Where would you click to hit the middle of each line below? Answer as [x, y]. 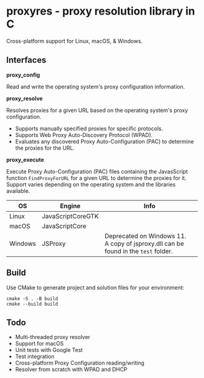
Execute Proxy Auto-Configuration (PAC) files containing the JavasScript [97, 171]
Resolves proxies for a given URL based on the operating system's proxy [97, 110]
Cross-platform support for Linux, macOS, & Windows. [74, 41]
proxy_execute [25, 159]
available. [18, 191]
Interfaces [26, 60]
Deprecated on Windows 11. [145, 236]
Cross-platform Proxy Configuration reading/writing [80, 363]
